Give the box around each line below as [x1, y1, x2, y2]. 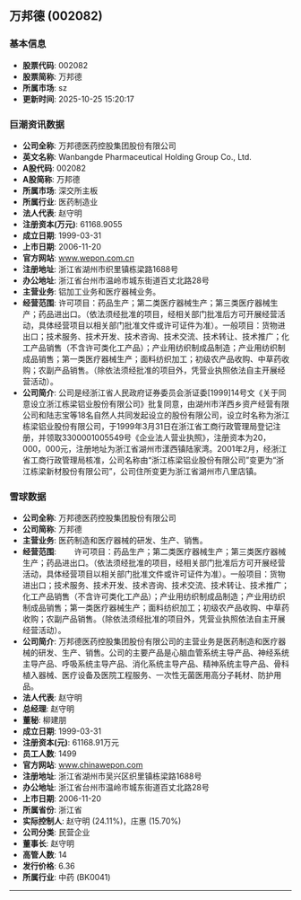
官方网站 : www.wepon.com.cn [21, 252, 134, 263]
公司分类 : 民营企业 [21, 827, 90, 838]
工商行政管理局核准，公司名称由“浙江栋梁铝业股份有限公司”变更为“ [30, 454, 277, 465]
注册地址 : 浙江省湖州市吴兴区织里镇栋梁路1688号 [21, 771, 202, 781]
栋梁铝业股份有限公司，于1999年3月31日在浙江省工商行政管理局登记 [21, 420, 273, 431]
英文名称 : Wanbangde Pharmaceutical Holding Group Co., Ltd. [21, 151, 253, 162]
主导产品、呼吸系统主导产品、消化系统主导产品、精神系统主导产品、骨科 [21, 658, 289, 669]
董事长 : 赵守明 [21, 838, 74, 849]
